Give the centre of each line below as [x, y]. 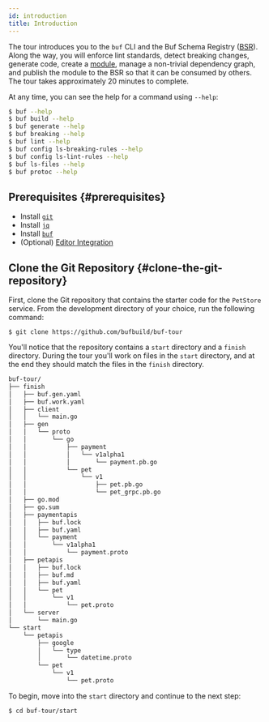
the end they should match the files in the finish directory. [107, 364]
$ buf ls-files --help [47, 164]
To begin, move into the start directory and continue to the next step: [125, 696]
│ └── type [60, 650]
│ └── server [34, 613]
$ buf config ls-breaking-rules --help [76, 149]
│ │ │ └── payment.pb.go [83, 462]
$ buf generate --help [47, 126]
